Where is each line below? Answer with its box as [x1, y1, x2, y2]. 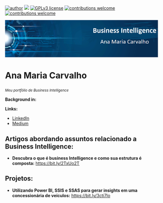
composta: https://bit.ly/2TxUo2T [12, 161, 80, 166]
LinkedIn [12, 115, 30, 121]
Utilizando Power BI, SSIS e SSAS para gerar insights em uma [12, 187, 138, 193]
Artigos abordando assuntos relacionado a [5, 134, 137, 143]
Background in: [5, 96, 36, 102]
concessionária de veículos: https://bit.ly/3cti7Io [12, 192, 111, 198]
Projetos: [5, 174, 33, 183]
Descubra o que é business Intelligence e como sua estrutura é [12, 155, 142, 161]
